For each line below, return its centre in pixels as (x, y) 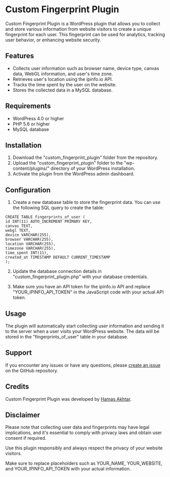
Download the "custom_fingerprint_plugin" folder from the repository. (86, 157)
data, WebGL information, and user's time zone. (63, 74)
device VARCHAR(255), (28, 235)
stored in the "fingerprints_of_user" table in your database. (67, 337)
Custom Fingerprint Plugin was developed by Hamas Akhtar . (68, 399)
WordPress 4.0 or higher (38, 118)
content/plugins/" (31, 168)
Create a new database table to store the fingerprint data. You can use (87, 202)
